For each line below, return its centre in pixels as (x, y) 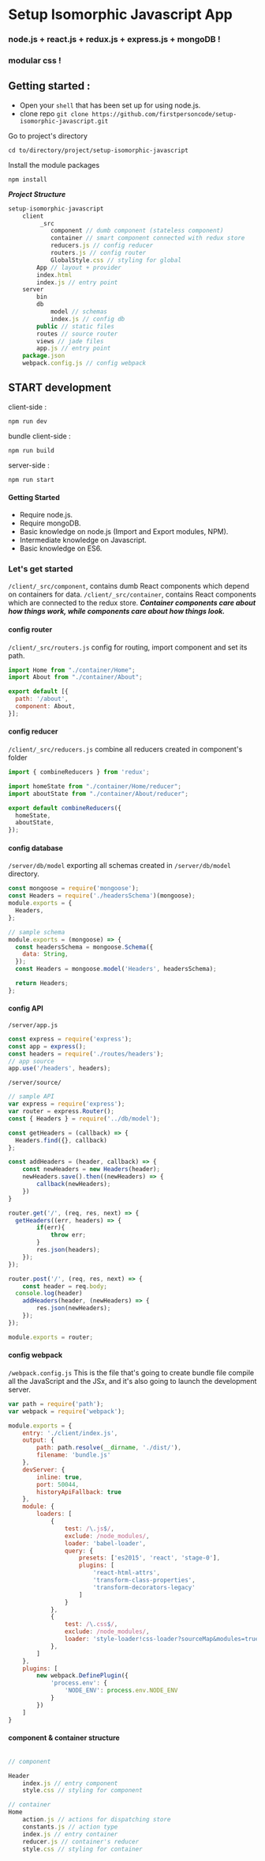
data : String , (45, 954)
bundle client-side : (39, 436)
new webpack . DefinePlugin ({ (82, 1676)
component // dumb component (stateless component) (137, 231)
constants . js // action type (70, 1827)
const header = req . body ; (65, 1286)
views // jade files (70, 341)
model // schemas (79, 312)
